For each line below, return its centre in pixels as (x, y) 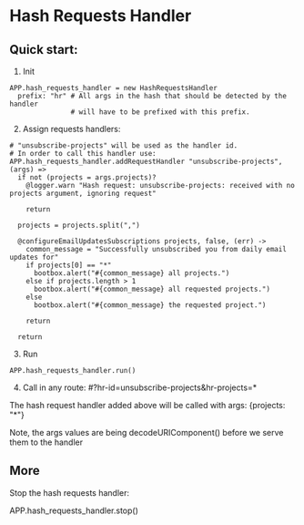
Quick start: (44, 50)
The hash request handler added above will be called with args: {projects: (147, 405)
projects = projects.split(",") (79, 225)
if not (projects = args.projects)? (87, 178)
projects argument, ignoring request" (83, 193)
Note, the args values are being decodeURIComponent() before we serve (147, 432)
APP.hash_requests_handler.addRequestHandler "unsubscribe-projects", (146, 161)
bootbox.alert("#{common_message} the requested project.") (150, 305)
